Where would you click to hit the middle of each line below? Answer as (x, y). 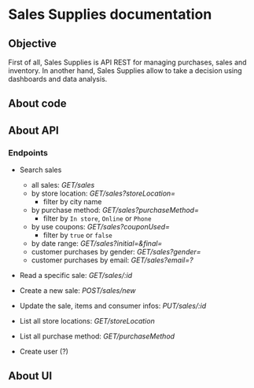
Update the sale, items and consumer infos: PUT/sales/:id (113, 306)
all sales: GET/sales (63, 185)
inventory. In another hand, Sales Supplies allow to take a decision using (125, 71)
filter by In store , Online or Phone (97, 218)
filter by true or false (77, 235)
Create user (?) (44, 352)
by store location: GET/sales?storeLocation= (103, 193)
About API (33, 130)
